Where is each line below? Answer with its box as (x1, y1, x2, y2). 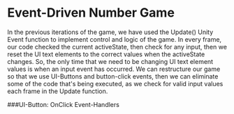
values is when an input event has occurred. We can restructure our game (7, 65, 221, 73)
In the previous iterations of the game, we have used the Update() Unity (7, 28, 214, 36)
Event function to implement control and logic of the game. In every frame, (7, 35, 222, 43)
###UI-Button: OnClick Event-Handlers (7, 100, 120, 108)
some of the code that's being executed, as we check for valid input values (7, 79, 224, 88)
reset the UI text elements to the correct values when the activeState (7, 50, 205, 58)
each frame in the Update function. (7, 87, 108, 95)
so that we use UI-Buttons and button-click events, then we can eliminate (7, 72, 219, 81)
